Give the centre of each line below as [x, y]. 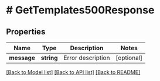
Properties [26, 32]
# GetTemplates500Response [80, 10]
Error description [87, 58]
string [49, 58]
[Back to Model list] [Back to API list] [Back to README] [73, 72]
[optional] [129, 58]
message [22, 58]
